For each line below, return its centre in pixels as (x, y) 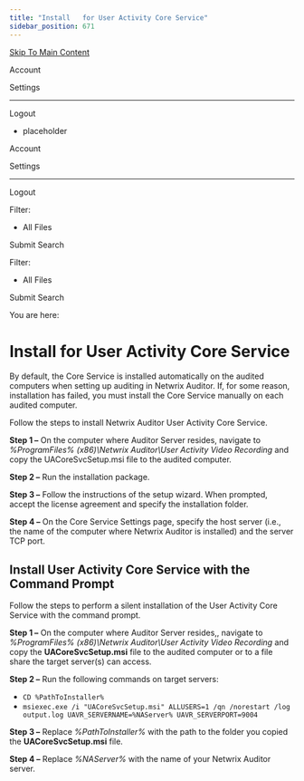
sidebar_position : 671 (52, 26)
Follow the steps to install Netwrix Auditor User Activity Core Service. (139, 423)
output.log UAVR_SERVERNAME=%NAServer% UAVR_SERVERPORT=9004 (140, 715)
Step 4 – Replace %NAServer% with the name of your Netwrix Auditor (140, 759)
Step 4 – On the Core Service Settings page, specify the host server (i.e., (145, 522)
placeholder (45, 130)
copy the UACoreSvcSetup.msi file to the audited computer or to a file (141, 652)
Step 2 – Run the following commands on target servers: (114, 680)
